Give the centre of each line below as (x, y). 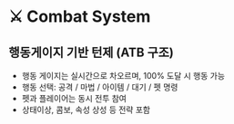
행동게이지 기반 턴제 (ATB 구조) (91, 52)
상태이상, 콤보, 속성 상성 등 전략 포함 (86, 110)
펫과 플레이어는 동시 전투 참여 (74, 98)
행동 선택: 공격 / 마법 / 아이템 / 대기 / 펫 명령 (100, 87)
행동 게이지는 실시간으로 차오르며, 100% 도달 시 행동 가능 (123, 76)
